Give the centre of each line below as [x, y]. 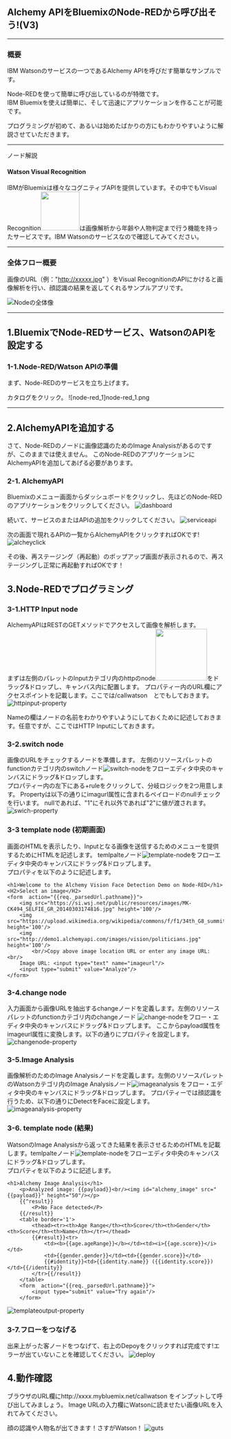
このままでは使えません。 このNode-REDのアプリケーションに [107, 454]
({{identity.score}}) [183, 1262]
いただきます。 [52, 134]
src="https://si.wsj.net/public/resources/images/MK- [113, 903]
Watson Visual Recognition [47, 171]
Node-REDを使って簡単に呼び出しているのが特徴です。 [85, 94]
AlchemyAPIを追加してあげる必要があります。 [72, 463]
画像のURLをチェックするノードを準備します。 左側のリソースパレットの [110, 760]
